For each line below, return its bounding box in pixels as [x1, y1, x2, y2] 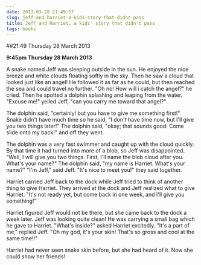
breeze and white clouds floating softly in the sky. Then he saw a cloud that [6, 72, 194, 79]
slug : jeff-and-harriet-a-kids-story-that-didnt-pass [6, 15, 145, 21]
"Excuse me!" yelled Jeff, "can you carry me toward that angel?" [6, 98, 167, 105]
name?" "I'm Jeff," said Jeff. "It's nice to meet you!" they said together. [6, 166, 182, 174]
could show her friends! [6, 253, 65, 260]
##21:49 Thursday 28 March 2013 [6, 42, 91, 50]
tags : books [6, 25, 36, 32]
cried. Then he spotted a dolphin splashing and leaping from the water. [6, 91, 183, 99]
